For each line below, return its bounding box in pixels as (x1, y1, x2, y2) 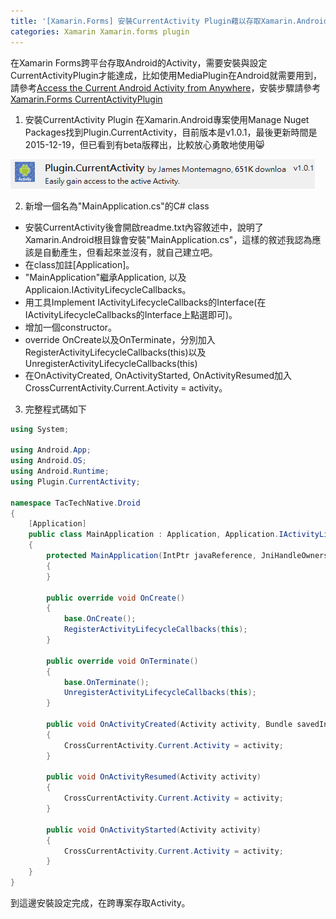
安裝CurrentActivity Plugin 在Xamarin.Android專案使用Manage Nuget (24, 113, 310, 125)
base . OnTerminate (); (63, 677, 150, 687)
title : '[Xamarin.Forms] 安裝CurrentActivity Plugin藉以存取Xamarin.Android (10, 16, 329, 26)
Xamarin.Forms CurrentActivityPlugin (10, 93, 163, 105)
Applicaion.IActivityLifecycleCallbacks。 (24, 283, 192, 295)
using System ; (10, 424, 70, 434)
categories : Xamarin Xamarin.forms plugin (10, 26, 190, 37)
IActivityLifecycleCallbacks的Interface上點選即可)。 (24, 308, 238, 320)
